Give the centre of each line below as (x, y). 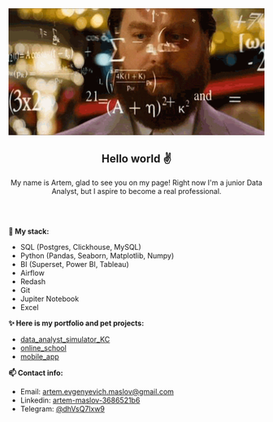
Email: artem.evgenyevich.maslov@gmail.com (97, 391)
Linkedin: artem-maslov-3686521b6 (80, 400)
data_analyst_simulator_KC (65, 339)
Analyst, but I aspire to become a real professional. (136, 191)
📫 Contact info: (36, 372)
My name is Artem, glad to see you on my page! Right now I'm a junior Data (136, 183)
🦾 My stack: (29, 231)
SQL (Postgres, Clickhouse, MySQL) (81, 247)
